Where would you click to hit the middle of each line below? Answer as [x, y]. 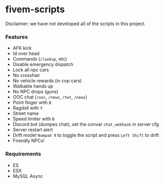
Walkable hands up [33, 86]
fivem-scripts [35, 9]
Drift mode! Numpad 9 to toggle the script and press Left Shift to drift [86, 135]
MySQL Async [28, 176]
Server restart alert [33, 130]
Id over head [26, 54]
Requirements [23, 154]
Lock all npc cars [31, 70]
